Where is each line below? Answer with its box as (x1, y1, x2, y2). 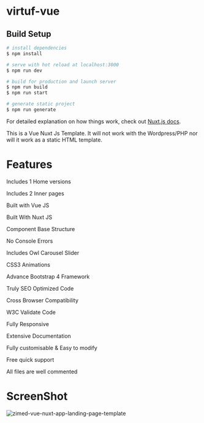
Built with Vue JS (6, 201, 50, 209)
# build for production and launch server (6, 78, 116, 85)
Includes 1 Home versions (6, 178, 72, 185)
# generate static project (6, 101, 75, 107)
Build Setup (6, 29, 51, 39)
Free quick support (6, 356, 55, 363)
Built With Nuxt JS (6, 213, 53, 221)
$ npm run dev (6, 67, 43, 74)
